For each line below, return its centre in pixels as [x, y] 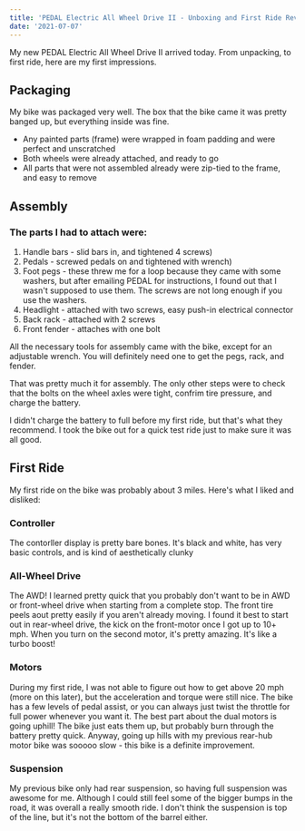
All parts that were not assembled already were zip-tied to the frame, [152, 168]
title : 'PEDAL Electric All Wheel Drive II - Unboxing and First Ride [146, 18]
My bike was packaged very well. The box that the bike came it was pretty [148, 112]
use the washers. [55, 300]
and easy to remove [59, 178]
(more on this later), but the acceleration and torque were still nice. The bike [151, 697]
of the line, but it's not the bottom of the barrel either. [109, 817]
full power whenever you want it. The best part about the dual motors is [143, 716]
